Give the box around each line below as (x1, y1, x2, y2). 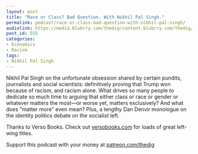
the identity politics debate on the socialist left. (6, 112, 120, 119)
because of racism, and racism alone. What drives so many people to (6, 87, 174, 94)
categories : (6, 36, 35, 42)
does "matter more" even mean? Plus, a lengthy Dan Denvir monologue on (6, 106, 187, 113)
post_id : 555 (6, 31, 38, 37)
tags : (6, 53, 19, 58)
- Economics (6, 42, 35, 48)
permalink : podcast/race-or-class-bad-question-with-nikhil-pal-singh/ (6, 19, 186, 25)
